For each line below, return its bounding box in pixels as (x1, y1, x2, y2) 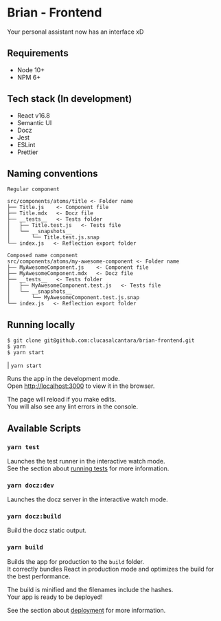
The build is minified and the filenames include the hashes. (7, 585, 174, 593)
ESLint (16, 140, 36, 149)
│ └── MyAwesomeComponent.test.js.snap (7, 294, 139, 301)
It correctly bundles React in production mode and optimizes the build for (7, 565, 214, 573)
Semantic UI (16, 118, 52, 127)
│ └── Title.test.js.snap (7, 234, 100, 241)
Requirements (7, 47, 69, 59)
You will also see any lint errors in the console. (7, 402, 139, 411)
